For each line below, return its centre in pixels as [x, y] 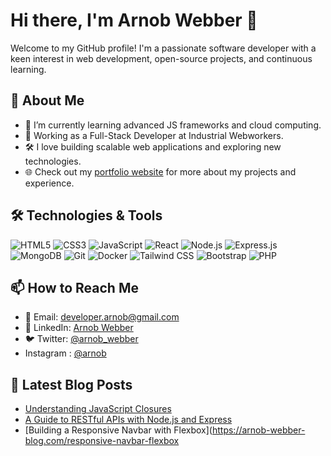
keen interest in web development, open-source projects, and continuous [161, 58]
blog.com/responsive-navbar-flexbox [102, 441]
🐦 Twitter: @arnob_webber [81, 339]
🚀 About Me [47, 100]
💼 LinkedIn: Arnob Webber [79, 328]
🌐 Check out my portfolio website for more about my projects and [160, 171]
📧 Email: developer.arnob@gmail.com [102, 317]
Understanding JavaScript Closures [98, 409]
